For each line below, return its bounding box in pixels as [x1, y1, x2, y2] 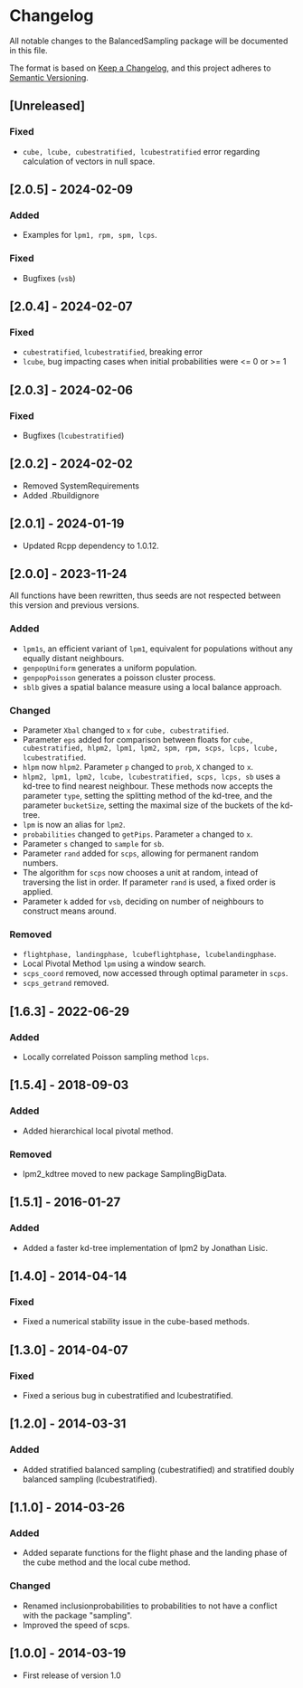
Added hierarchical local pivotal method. [22, 1125, 174, 1136]
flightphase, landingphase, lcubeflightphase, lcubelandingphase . [22, 949, 277, 960]
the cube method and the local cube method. [22, 1557, 191, 1568]
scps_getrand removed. [22, 978, 109, 989]
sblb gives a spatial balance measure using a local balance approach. [22, 681, 282, 692]
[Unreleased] [9, 99, 86, 114]
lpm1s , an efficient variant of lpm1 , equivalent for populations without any [22, 643, 294, 654]
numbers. [22, 858, 59, 868]
